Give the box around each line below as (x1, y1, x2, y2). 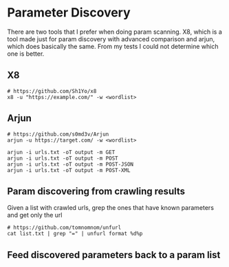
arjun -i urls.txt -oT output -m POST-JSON (7, 160, 134, 168)
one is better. (7, 50, 45, 58)
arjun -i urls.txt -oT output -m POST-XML (7, 167, 131, 173)
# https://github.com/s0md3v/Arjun (7, 131, 109, 138)
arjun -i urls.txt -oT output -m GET (7, 149, 116, 156)
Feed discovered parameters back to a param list (7, 249, 221, 261)
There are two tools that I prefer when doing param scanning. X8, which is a (7, 28, 222, 36)
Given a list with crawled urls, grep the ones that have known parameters (7, 204, 215, 212)
